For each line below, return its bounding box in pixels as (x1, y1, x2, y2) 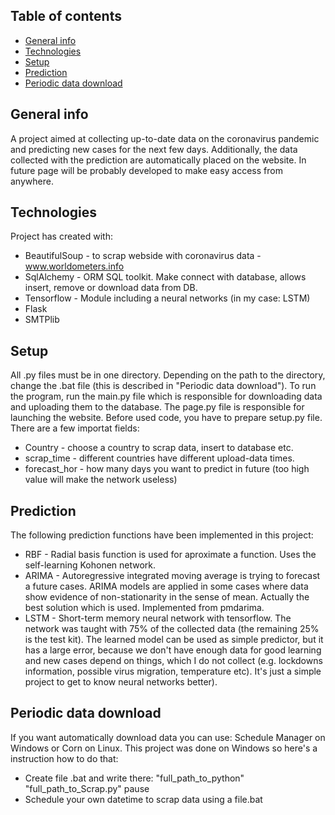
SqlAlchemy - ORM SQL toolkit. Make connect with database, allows (24, 271, 307, 283)
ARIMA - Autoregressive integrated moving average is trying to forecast (24, 570, 321, 582)
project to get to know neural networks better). (24, 676, 218, 688)
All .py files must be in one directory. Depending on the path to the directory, (10, 369, 326, 381)
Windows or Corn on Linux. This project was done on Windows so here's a (10, 742, 318, 754)
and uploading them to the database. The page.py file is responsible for (10, 401, 305, 413)
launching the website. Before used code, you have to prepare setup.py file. (10, 412, 323, 424)
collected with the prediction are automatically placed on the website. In (10, 154, 307, 166)
